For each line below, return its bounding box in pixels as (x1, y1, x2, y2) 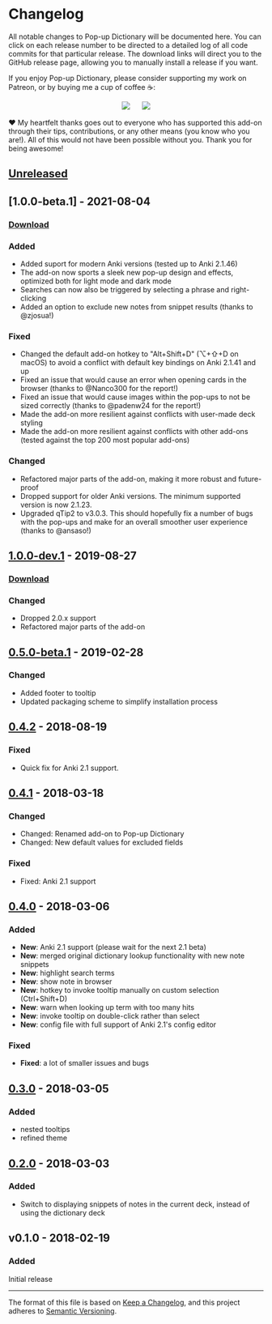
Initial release (8, 1274, 53, 1284)
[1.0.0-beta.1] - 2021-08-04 (8, 194, 151, 208)
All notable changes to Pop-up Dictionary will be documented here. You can (8, 32, 261, 41)
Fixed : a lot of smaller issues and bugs (19, 1058, 150, 1068)
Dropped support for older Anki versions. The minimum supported (19, 491, 241, 500)
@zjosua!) (19, 310, 54, 320)
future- (238, 474, 262, 483)
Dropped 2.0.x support (19, 613, 96, 624)
